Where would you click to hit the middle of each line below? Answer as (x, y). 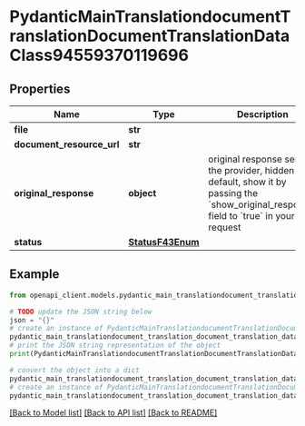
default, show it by (248, 182)
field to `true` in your (251, 216)
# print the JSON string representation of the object (115, 346)
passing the (233, 193)
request (225, 227)
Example (34, 274)
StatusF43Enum (164, 242)
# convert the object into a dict (75, 370)
